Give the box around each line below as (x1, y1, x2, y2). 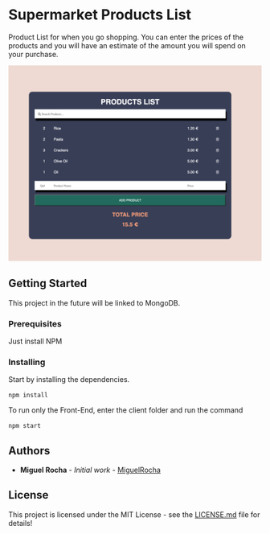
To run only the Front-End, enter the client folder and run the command (8, 405, 243, 415)
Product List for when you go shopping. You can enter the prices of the (8, 32, 243, 42)
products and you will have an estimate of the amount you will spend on (8, 40, 247, 50)
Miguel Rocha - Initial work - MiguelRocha (19, 465, 161, 474)
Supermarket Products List (8, 6, 191, 24)
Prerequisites (8, 318, 62, 329)
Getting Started (8, 277, 88, 290)
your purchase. (8, 49, 59, 59)
